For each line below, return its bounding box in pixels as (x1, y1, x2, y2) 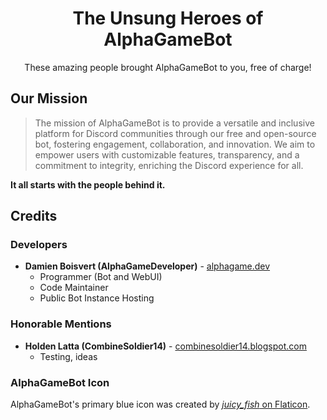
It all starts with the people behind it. (10, 178, 166, 191)
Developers (10, 238, 68, 252)
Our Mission (10, 90, 88, 107)
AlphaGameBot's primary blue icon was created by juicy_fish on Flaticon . (10, 398, 311, 411)
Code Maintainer (39, 282, 109, 294)
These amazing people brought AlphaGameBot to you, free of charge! (24, 61, 312, 73)
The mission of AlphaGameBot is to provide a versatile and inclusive (34, 117, 315, 129)
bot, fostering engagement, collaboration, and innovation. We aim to (34, 138, 316, 150)
